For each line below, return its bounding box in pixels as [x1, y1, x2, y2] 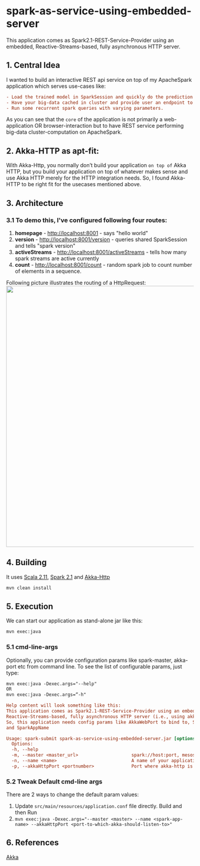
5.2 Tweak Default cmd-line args [6, 777, 103, 785]
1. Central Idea [6, 60, 61, 70]
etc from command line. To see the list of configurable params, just [17, 662, 183, 670]
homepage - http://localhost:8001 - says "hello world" [14, 229, 149, 236]
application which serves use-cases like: [6, 82, 106, 90]
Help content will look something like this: [6, 702, 121, 708]
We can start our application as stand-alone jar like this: [6, 617, 143, 624]
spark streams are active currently [14, 255, 99, 262]
